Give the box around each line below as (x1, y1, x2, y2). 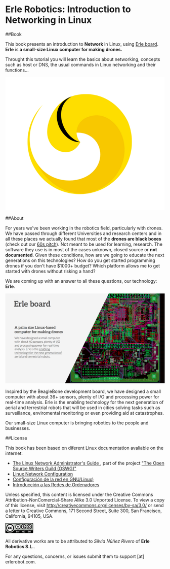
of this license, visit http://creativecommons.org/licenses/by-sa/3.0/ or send (5, 503, 164, 509)
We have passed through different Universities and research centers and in (5, 230, 162, 237)
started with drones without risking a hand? (5, 268, 96, 275)
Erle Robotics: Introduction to (5, 4, 131, 15)
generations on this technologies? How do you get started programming (5, 257, 155, 263)
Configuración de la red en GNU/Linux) (12, 476, 94, 483)
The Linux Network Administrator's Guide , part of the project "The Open (12, 460, 164, 466)
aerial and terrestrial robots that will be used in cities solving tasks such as (5, 405, 160, 411)
